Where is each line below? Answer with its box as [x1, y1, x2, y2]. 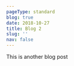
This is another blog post [6, 53, 68, 60]
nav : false [6, 37, 34, 43]
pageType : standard [6, 8, 55, 15]
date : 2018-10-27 [6, 20, 50, 26]
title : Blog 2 [6, 25, 42, 32]
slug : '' [6, 31, 28, 37]
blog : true [6, 14, 34, 20]
